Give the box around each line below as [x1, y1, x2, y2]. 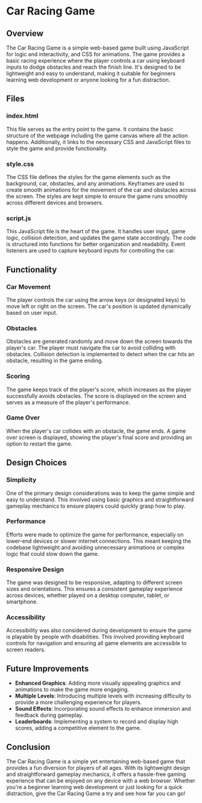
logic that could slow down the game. [6, 550, 99, 557]
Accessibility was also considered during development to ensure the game [6, 627, 192, 634]
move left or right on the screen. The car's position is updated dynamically [6, 303, 191, 310]
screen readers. [6, 646, 46, 653]
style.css [6, 160, 34, 168]
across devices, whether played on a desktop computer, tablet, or [6, 592, 170, 599]
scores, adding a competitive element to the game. [14, 725, 142, 732]
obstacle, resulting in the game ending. [6, 357, 104, 364]
